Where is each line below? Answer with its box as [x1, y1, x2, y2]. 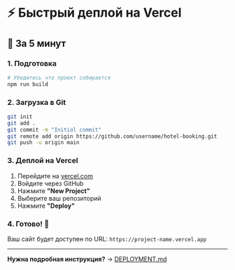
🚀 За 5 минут [7, 37, 66, 49]
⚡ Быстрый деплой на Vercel [7, 5, 182, 21]
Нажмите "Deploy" [17, 201, 76, 210]
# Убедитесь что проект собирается [7, 74, 111, 81]
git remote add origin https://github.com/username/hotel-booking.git [7, 133, 218, 140]
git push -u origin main [7, 139, 80, 146]
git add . [7, 120, 36, 127]
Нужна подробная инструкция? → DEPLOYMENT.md [7, 255, 167, 263]
